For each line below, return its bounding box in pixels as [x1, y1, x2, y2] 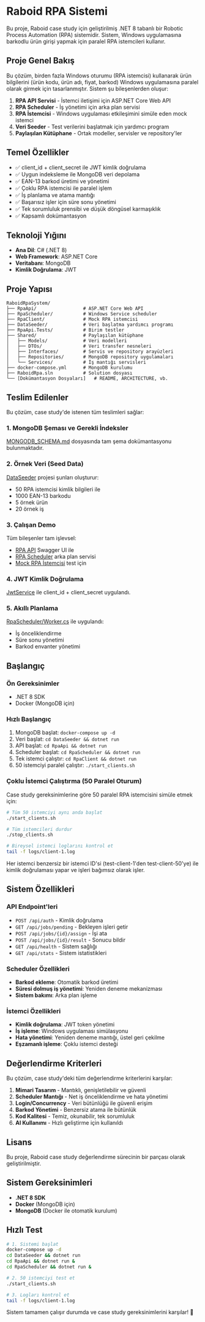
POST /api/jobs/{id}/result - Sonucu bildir [15, 936, 125, 943]
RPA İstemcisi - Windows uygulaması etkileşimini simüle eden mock [15, 109, 187, 117]
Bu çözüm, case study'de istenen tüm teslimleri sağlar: [6, 409, 144, 415]
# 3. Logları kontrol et [6, 1292, 70, 1298]
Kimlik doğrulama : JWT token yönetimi [15, 1021, 115, 1028]
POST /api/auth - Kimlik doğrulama [15, 916, 103, 924]
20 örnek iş [15, 505, 44, 513]
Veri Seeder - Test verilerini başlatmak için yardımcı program [15, 123, 170, 130]
